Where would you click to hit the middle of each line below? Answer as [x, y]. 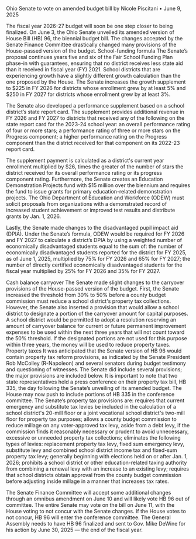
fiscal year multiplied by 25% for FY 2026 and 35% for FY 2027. [83, 271]
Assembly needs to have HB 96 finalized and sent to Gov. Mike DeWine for [96, 524]
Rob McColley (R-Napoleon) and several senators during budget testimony [96, 363]
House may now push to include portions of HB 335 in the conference [90, 394]
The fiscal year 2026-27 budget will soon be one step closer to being [90, 26]
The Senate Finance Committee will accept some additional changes [89, 493]
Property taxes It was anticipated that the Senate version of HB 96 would [94, 351]
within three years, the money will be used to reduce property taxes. [88, 345]
